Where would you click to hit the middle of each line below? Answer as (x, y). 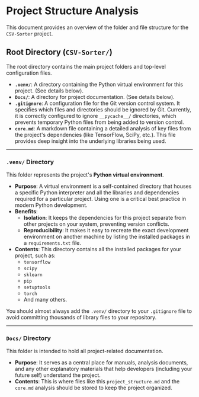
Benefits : (26, 212)
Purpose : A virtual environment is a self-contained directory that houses (103, 186)
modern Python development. (51, 205)
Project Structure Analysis (73, 11)
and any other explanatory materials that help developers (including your (103, 369)
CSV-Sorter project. (30, 33)
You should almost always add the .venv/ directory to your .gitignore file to (99, 311)
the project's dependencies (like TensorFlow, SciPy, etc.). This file (95, 135)
